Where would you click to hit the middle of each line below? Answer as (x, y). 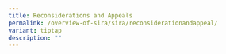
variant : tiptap (35, 30)
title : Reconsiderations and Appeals (71, 15)
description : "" (35, 38)
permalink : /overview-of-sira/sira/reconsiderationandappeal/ (113, 23)
